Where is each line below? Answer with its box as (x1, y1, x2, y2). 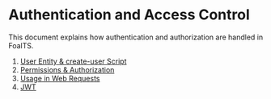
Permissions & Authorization (19, 64, 115, 74)
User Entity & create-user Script (19, 56, 127, 66)
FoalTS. (8, 40, 34, 50)
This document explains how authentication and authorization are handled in (8, 32, 264, 42)
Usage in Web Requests (19, 73, 100, 83)
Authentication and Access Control (8, 6, 251, 24)
